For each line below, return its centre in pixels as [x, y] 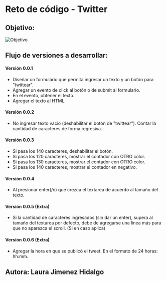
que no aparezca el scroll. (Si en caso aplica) [59, 228]
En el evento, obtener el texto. [43, 95]
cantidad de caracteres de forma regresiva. [57, 128]
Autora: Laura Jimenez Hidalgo [55, 272]
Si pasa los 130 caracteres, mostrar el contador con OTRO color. [79, 162]
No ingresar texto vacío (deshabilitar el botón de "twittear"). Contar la [84, 123]
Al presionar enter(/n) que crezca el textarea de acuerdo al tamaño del [85, 190]
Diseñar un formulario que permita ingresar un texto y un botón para [83, 79]
